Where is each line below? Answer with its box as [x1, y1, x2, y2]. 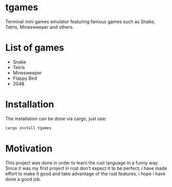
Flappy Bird [12, 75, 37, 81]
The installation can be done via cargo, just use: [5, 115, 107, 121]
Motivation [5, 142, 53, 154]
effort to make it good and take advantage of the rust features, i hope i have [5, 171, 166, 177]
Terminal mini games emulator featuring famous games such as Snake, [5, 18, 156, 25]
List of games [5, 42, 64, 54]
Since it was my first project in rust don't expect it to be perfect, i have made [5, 165, 167, 171]
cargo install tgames [5, 125, 52, 131]
